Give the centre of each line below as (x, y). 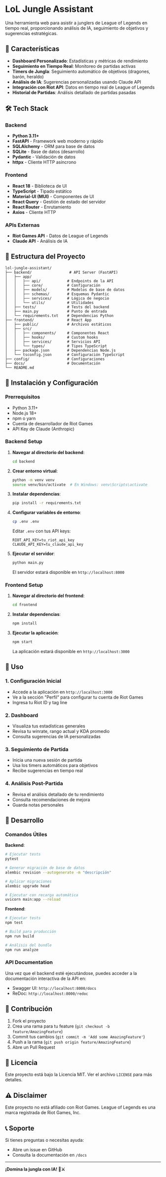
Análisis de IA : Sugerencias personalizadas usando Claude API (77, 82)
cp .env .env (26, 522)
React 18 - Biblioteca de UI (40, 186)
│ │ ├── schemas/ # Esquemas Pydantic (57, 294)
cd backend (23, 461)
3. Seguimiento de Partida (37, 749)
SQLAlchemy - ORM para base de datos (53, 147)
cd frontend (24, 605)
